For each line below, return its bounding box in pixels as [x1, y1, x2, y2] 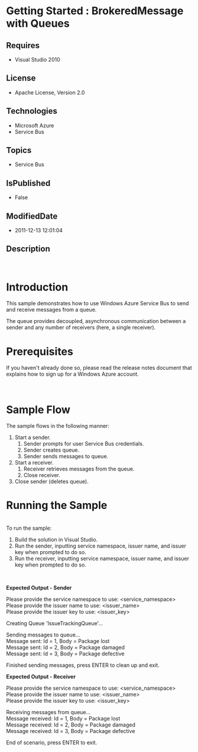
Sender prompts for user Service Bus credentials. [23, 440, 144, 447]
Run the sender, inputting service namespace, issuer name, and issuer [14, 542, 186, 549]
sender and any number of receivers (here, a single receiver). [6, 324, 156, 331]
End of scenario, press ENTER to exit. [6, 739, 98, 746]
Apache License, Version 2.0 [14, 89, 85, 96]
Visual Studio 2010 [14, 56, 60, 63]
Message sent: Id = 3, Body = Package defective [6, 650, 125, 657]
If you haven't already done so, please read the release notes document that [6, 364, 192, 372]
